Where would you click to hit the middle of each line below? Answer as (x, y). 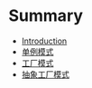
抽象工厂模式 (45, 74)
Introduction (44, 41)
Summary (46, 16)
